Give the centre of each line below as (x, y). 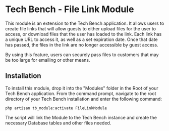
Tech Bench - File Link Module (70, 9)
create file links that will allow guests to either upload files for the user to (81, 28)
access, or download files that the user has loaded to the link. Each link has (83, 34)
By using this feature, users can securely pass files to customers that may (82, 55)
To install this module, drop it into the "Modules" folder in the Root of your (82, 88)
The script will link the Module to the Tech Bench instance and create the (81, 117)
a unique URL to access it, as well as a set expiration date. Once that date (81, 39)
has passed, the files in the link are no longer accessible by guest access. (82, 45)
